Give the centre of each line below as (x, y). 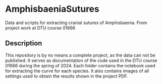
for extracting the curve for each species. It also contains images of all (77, 71)
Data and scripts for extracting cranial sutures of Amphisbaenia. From (76, 23)
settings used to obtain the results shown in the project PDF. (67, 76)
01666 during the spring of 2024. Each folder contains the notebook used (80, 65)
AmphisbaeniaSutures (52, 9)
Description (24, 43)
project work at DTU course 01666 (40, 28)
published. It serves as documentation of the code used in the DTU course (81, 60)
